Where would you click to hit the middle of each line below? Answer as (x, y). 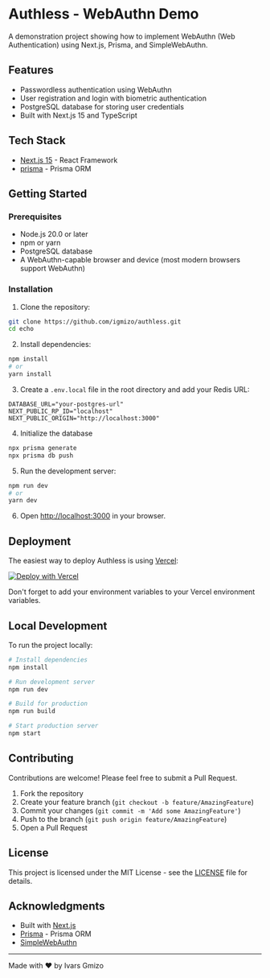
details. (20, 881)
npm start (25, 733)
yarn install (30, 374)
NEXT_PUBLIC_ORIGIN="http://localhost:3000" (84, 418)
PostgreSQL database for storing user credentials (102, 106)
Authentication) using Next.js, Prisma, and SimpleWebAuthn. (108, 44)
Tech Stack (37, 140)
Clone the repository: (55, 307)
